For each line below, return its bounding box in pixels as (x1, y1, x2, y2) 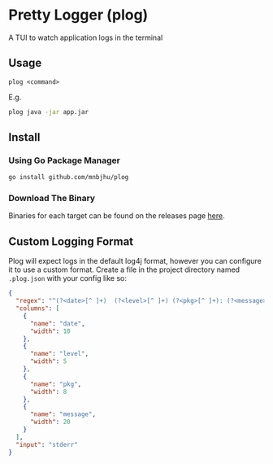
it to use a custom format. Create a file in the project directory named (8, 265, 240, 274)
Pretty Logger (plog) (8, 6, 149, 24)
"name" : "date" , (29, 319, 85, 327)
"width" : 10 (29, 327, 71, 335)
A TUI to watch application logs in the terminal (8, 33, 163, 42)
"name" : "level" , (29, 350, 89, 358)
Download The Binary (8, 193, 96, 204)
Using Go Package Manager (8, 155, 120, 166)
